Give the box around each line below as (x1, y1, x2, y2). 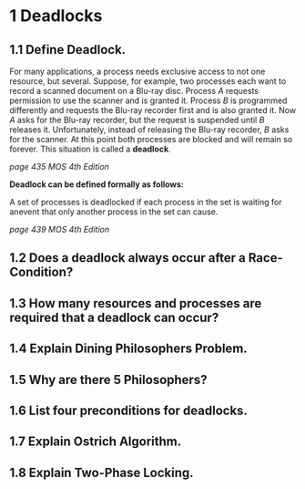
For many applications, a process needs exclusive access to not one (9, 66, 266, 77)
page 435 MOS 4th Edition (9, 161, 109, 172)
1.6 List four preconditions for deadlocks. (9, 402, 249, 418)
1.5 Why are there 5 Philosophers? (9, 371, 208, 388)
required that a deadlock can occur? (9, 309, 219, 325)
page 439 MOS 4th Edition (9, 224, 110, 234)
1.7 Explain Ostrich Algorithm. (9, 434, 182, 450)
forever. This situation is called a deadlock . (9, 143, 171, 154)
